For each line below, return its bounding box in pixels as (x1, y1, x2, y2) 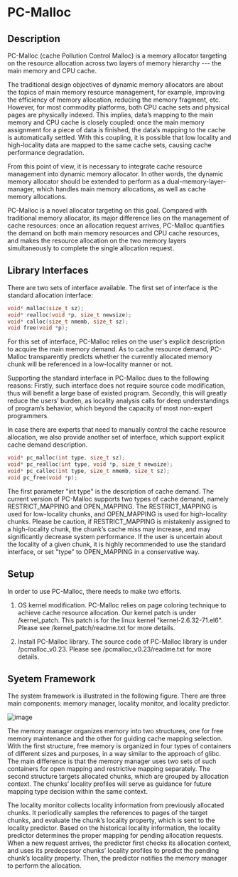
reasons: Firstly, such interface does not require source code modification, (7, 381, 226, 390)
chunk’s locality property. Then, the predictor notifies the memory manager (7, 854, 227, 863)
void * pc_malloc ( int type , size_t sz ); (7, 455, 126, 462)
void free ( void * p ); (7, 324, 69, 331)
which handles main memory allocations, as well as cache (36, 185, 206, 193)
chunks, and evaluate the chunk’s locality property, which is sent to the (7, 816, 215, 825)
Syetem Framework (7, 673, 96, 685)
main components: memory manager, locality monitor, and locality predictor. (7, 699, 231, 708)
